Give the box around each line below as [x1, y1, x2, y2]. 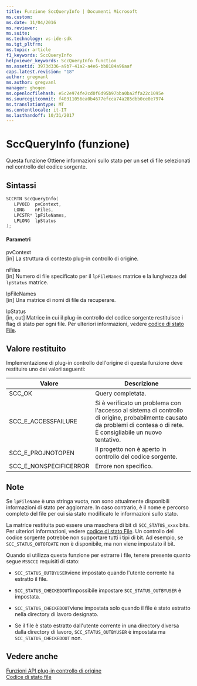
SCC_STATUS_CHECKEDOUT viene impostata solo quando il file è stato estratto [14, 604, 191, 611]
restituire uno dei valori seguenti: [6, 365, 86, 373]
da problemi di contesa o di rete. [94, 421, 184, 429]
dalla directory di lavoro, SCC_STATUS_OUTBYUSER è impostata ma [14, 628, 166, 635]
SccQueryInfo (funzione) [6, 137, 130, 151]
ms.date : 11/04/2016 [6, 19, 57, 25]
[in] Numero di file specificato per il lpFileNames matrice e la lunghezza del [6, 273, 186, 280]
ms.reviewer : [6, 25, 38, 31]
